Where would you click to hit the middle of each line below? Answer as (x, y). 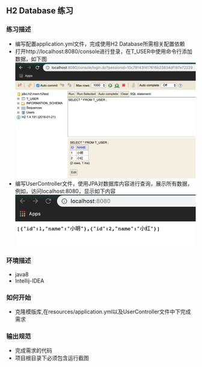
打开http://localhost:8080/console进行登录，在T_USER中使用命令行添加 (103, 51)
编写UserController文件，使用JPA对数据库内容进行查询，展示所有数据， (104, 183)
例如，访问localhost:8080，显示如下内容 (65, 191)
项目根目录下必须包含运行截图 (52, 358)
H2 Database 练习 (40, 11)
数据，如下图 (31, 58)
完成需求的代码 (33, 351)
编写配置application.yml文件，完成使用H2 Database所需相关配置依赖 (100, 43)
